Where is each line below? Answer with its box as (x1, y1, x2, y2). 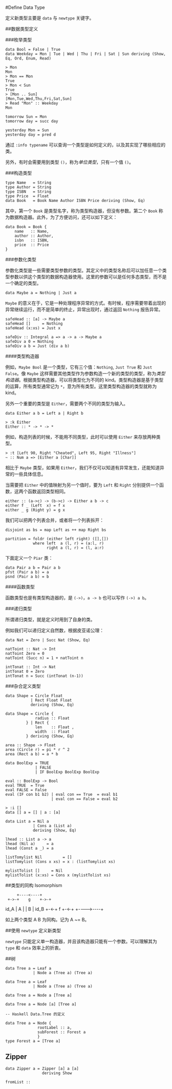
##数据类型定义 (5, 26, 38, 32)
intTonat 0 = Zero (5, 669, 45, 674)
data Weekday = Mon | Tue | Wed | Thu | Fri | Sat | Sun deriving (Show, (5, 51, 166, 56)
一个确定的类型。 (5, 280, 41, 286)
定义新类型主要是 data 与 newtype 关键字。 (5, 15, 94, 21)
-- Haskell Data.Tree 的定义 (5, 1012, 66, 1017)
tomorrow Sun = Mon (5, 114, 47, 119)
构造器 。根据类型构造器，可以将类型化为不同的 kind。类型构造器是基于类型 (5, 377, 164, 383)
